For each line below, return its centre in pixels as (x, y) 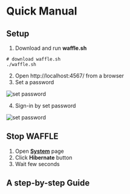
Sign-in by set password (45, 105)
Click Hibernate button (44, 157)
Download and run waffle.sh (51, 48)
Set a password (34, 82)
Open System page (40, 151)
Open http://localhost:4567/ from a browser (70, 76)
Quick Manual (42, 11)
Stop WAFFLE (32, 137)
